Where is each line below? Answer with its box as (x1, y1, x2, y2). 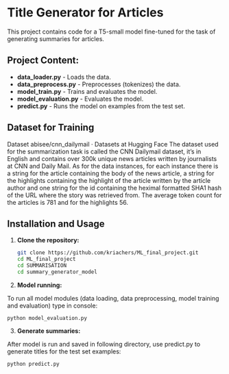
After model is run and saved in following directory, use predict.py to (7, 340, 201, 348)
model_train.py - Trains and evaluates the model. (16, 87, 158, 95)
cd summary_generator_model (16, 269, 97, 275)
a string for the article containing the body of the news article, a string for (7, 169, 215, 177)
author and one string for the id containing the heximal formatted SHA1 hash (7, 184, 221, 192)
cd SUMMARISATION (16, 262, 67, 269)
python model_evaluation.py (7, 314, 88, 321)
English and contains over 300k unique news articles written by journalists (7, 154, 217, 162)
